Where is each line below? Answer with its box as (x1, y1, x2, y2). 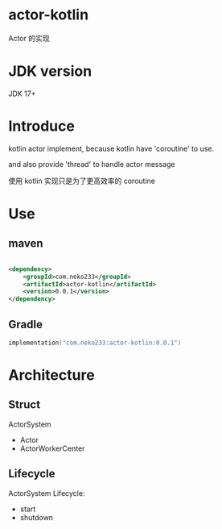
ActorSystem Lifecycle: (8, 488, 85, 498)
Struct (8, 398, 41, 412)
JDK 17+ (8, 89, 36, 98)
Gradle (8, 317, 43, 331)
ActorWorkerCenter (19, 444, 85, 453)
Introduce (8, 117, 75, 135)
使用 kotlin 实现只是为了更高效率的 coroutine (8, 176, 155, 185)
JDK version (8, 62, 92, 81)
